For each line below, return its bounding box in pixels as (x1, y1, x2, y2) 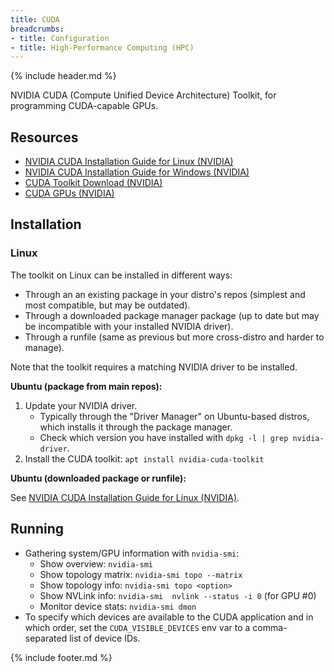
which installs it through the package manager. (39, 421, 233, 433)
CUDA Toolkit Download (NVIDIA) (24, 177, 163, 189)
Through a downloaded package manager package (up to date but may (24, 309, 320, 321)
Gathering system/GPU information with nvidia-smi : (24, 547, 240, 559)
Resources (10, 129, 79, 146)
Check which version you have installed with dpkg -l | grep (39, 431, 289, 443)
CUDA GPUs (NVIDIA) (24, 187, 115, 200)
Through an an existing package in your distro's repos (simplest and (24, 288, 306, 300)
